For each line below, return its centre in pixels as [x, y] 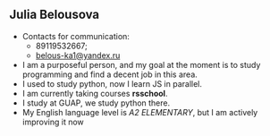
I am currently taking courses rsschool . [95, 93]
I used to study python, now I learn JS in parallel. [112, 83]
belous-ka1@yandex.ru [78, 55]
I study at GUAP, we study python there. [96, 103]
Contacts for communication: [76, 36]
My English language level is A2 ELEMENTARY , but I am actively [140, 112]
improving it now [53, 122]
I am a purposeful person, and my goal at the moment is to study [141, 64]
